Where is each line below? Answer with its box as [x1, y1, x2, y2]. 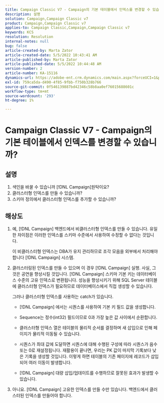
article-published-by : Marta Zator [5, 57, 78, 62]
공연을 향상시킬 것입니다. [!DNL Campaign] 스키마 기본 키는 [21, 271, 136, 276]
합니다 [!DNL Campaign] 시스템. [12, 255, 75, 260]
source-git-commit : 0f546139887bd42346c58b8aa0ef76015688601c [5, 84, 134, 89]
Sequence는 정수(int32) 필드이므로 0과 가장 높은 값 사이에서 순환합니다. [19, 314, 158, 320]
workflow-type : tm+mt [5, 89, 49, 94]
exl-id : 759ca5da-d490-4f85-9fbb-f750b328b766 [5, 80, 102, 85]
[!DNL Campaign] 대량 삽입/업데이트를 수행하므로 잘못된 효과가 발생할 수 [19, 370, 159, 376]
